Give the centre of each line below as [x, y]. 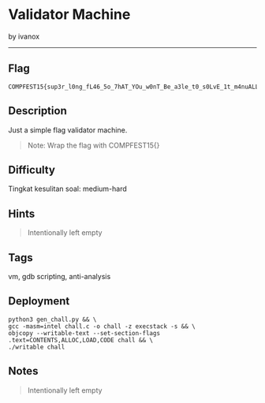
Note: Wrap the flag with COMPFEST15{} [93, 145]
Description [37, 111]
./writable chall [37, 347]
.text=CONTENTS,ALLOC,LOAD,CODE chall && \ [81, 340]
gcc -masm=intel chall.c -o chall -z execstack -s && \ [102, 326]
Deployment [39, 301]
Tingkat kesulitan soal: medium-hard [68, 189]
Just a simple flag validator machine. [68, 130]
